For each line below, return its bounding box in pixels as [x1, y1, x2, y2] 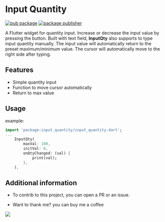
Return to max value [12, 89, 54, 96]
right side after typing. [5, 51, 51, 57]
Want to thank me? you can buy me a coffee [12, 202, 104, 208]
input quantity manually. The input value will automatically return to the [5, 40, 151, 46]
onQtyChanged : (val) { [23, 151, 71, 156]
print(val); [32, 155, 57, 160]
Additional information [5, 178, 77, 187]
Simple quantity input [12, 79, 57, 85]
